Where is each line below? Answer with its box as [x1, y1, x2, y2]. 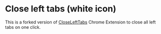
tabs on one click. [5, 24, 41, 30]
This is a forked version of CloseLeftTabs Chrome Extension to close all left [5, 19, 156, 25]
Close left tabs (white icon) [5, 3, 117, 14]
